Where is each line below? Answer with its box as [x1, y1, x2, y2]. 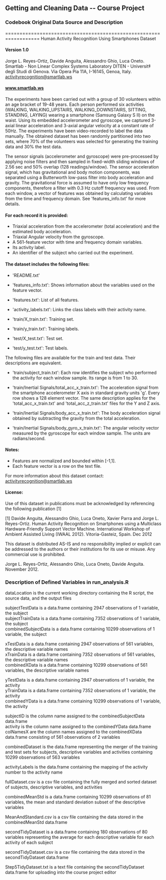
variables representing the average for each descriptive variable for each [5, 834, 155, 840]
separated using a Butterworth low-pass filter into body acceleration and [5, 175, 154, 180]
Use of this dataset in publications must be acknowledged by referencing [5, 500, 155, 506]
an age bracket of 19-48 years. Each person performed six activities [5, 101, 144, 107]
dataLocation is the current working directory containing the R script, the [5, 590, 154, 596]
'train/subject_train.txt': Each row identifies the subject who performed [12, 369, 157, 375]
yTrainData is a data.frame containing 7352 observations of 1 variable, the [5, 688, 156, 694]
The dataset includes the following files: [5, 261, 90, 267]
